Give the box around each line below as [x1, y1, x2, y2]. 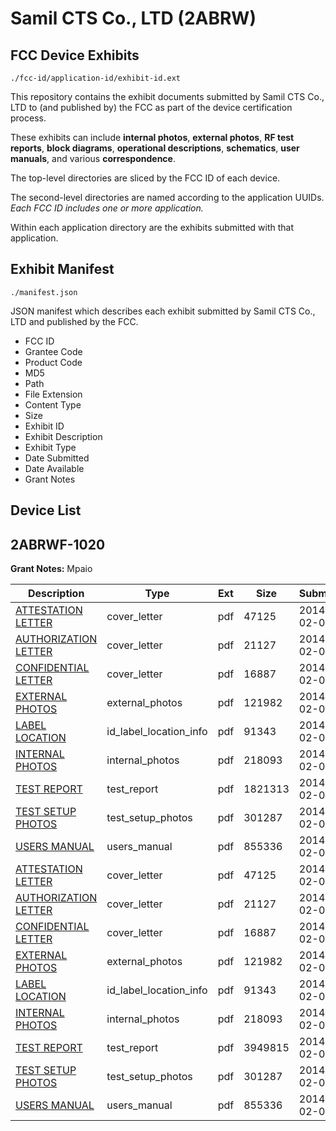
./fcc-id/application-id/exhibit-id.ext [10, 73, 182, 83]
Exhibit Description [24, 430, 103, 442]
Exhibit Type [24, 441, 77, 453]
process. [10, 112, 47, 124]
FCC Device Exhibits [10, 47, 140, 64]
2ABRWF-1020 [10, 536, 106, 553]
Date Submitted [24, 452, 90, 464]
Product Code [24, 356, 83, 368]
